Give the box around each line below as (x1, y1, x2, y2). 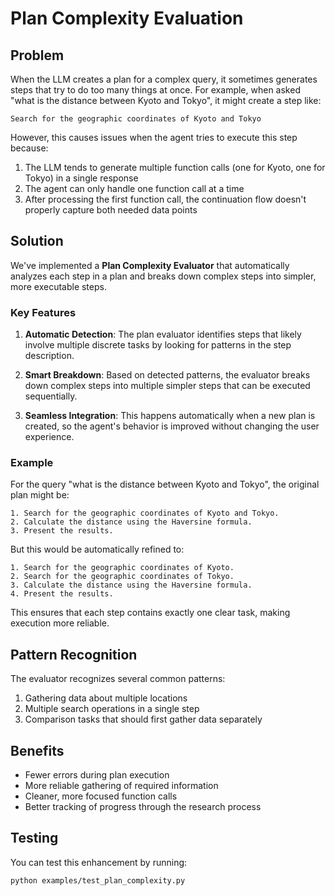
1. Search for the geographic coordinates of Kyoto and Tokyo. (10, 508, 280, 519)
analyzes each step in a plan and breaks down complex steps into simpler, (10, 270, 317, 282)
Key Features (10, 305, 77, 319)
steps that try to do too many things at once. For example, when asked (10, 84, 301, 96)
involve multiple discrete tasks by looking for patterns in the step (24, 339, 292, 351)
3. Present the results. (10, 526, 114, 536)
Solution (10, 233, 64, 250)
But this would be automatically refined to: (10, 543, 185, 556)
